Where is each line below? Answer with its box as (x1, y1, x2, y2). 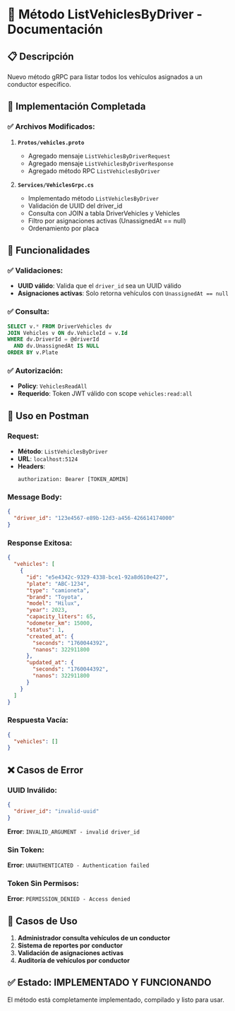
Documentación (7, 21, 104, 37)
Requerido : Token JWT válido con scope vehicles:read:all (17, 389, 193, 398)
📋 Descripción (7, 50, 74, 62)
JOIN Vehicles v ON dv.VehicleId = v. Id (7, 329, 128, 336)
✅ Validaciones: (7, 266, 64, 275)
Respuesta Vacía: (7, 715, 69, 725)
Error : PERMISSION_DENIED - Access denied (7, 894, 131, 903)
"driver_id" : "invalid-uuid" (13, 808, 100, 815)
